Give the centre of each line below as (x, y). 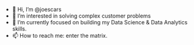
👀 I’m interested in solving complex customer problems (81, 16)
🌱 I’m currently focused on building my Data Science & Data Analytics (100, 22)
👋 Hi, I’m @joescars (37, 9)
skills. (19, 29)
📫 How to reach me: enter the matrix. (60, 36)
